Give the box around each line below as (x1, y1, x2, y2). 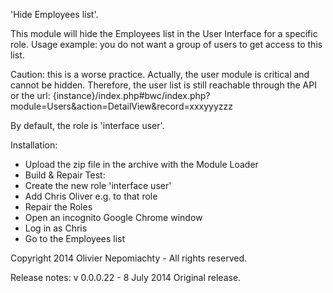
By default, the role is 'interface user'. (10, 120, 165, 131)
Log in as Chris (24, 222, 88, 234)
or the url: (10, 90, 51, 101)
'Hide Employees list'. (10, 9, 99, 20)
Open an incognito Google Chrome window (24, 212, 203, 223)
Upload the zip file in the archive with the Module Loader (24, 159, 259, 170)
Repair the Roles (24, 201, 93, 213)
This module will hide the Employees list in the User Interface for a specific (10, 28, 318, 39)
